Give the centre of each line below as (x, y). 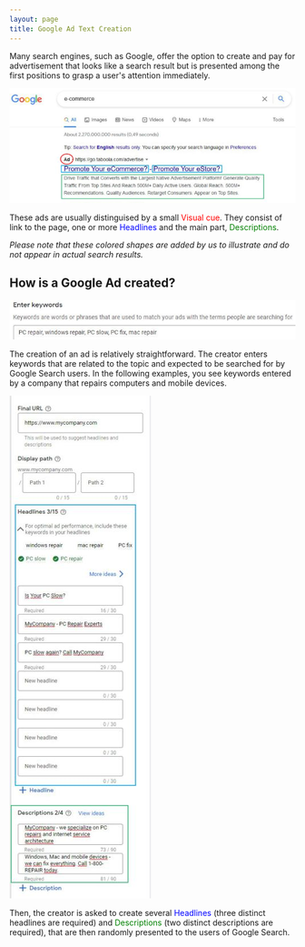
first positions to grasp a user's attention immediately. (110, 75)
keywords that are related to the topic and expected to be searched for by (148, 363)
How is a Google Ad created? (93, 283)
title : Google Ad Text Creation (70, 29)
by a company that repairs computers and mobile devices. (118, 383)
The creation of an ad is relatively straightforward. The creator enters (138, 354)
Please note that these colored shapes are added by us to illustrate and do (150, 245)
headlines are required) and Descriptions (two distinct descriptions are (142, 922)
